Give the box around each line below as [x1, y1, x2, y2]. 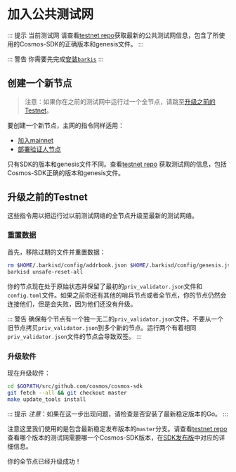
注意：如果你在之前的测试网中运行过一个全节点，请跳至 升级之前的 [24, 97, 216, 106]
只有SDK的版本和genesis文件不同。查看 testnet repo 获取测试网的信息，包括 [7, 160, 227, 168]
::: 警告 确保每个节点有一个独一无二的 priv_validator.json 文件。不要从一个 [7, 314, 224, 323]
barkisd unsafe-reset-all [7, 268, 83, 275]
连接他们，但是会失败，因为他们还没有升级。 [7, 300, 137, 308]
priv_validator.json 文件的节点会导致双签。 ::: [7, 332, 143, 340]
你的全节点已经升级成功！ [7, 457, 81, 465]
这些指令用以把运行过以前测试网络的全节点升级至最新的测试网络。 [7, 211, 198, 219]
